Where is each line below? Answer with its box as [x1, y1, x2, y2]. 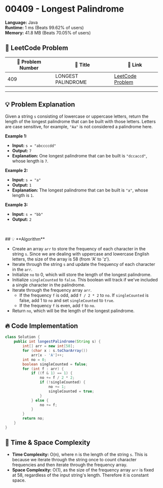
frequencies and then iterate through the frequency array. [12, 462, 128, 468]
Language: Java [5, 19, 38, 25]
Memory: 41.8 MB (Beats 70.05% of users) [5, 30, 91, 35]
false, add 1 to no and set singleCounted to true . [19, 297, 115, 303]
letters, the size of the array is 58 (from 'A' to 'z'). [12, 256, 111, 262]
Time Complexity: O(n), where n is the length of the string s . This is [12, 451, 148, 457]
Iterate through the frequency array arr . [12, 287, 92, 293]
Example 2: [5, 167, 28, 173]
